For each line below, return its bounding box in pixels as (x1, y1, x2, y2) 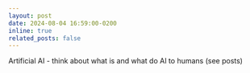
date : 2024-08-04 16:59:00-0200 (8, 19, 117, 27)
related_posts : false (8, 34, 81, 43)
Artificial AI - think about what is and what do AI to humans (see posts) (8, 56, 244, 66)
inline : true (8, 26, 52, 34)
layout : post (8, 11, 52, 20)
